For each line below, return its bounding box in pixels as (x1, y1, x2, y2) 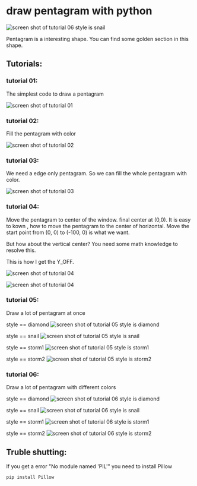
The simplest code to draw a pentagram (6, 90, 104, 97)
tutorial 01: (6, 77, 38, 85)
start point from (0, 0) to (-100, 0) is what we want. (6, 229, 130, 236)
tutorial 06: (6, 370, 40, 378)
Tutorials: (6, 59, 43, 69)
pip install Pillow (6, 474, 55, 480)
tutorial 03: (6, 156, 40, 165)
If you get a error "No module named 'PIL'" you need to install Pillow (6, 462, 173, 470)
